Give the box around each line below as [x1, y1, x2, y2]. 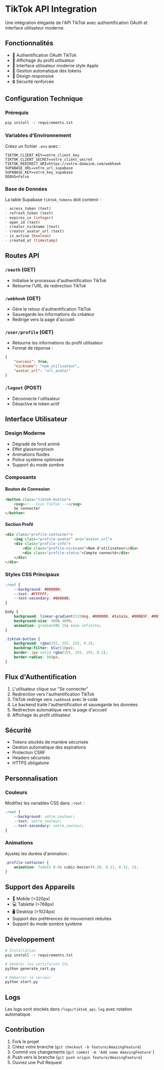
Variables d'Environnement [5, 132, 72, 139]
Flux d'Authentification [5, 673, 77, 681]
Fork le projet [12, 1039, 39, 1044]
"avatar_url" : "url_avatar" [14, 368, 71, 373]
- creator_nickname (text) [5, 224, 60, 229]
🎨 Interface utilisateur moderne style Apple [12, 62, 99, 68]
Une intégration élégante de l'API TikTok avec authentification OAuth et [5, 20, 148, 26]
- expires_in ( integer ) [5, 215, 54, 220]
